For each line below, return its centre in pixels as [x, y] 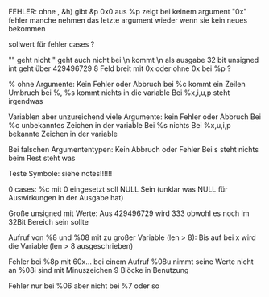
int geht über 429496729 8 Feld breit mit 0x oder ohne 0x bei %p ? [120, 68]
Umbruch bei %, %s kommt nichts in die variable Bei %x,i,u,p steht [119, 93]
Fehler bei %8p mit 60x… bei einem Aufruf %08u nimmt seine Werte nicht [131, 262]
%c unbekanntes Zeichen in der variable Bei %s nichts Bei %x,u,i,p [120, 125]
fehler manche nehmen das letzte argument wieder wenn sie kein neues [128, 20]
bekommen [27, 29]
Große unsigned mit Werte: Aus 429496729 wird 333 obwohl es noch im [129, 213]
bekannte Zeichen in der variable [63, 134]
